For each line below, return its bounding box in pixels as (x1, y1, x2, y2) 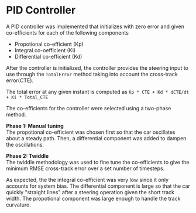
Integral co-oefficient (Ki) (14, 46, 76, 53)
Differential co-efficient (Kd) (14, 53, 82, 60)
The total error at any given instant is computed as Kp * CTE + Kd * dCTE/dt (6, 88, 189, 95)
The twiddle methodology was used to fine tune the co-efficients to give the (6, 158, 190, 165)
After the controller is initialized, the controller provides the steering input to (6, 64, 188, 71)
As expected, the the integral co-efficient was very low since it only (6, 176, 169, 183)
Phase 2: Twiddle (6, 152, 49, 159)
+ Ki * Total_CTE (6, 94, 49, 100)
